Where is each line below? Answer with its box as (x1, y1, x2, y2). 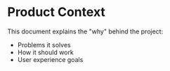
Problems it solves (17, 40, 72, 49)
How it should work (17, 48, 74, 56)
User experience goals (17, 55, 84, 63)
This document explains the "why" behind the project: (7, 27, 164, 35)
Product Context (7, 4, 105, 20)
